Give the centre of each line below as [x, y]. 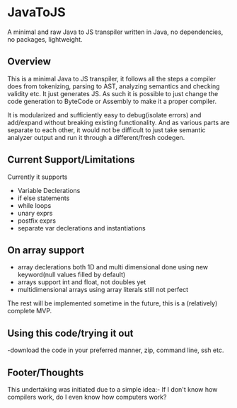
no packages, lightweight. [45, 39]
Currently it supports [37, 177]
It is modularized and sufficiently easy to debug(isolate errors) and [104, 115]
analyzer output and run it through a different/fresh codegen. [96, 137]
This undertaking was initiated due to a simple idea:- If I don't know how [112, 389]
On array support [46, 250]
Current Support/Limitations [71, 160]
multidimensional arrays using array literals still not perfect [103, 290]
